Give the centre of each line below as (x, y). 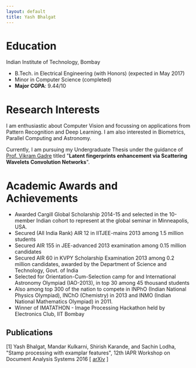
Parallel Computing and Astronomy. (49, 138)
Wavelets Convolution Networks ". (48, 162)
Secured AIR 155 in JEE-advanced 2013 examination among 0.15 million (100, 246)
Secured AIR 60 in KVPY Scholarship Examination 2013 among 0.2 (94, 258)
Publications (30, 333)
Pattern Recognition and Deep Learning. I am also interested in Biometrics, (96, 132)
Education (31, 46)
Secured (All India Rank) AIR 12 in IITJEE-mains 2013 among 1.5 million (99, 233)
